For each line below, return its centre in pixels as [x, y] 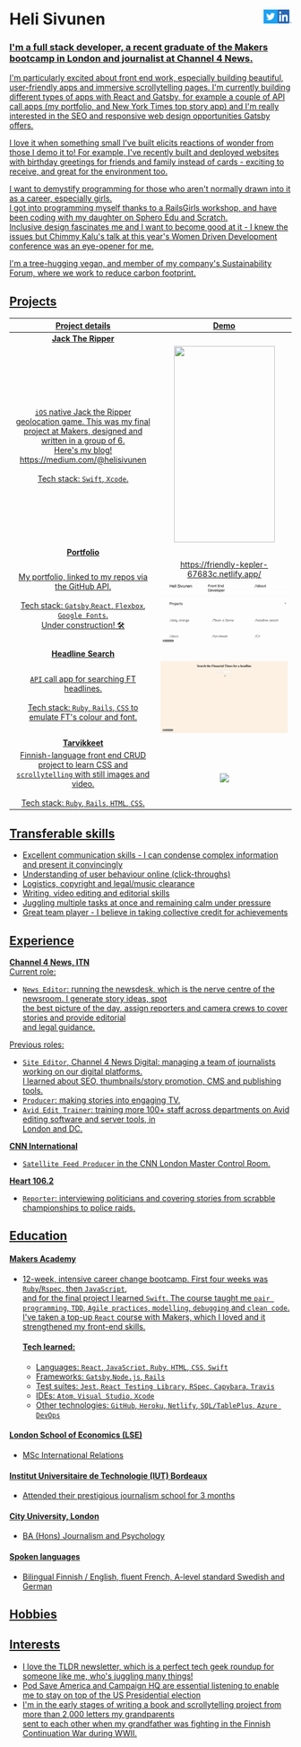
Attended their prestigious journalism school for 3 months [129, 1496]
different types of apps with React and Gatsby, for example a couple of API [147, 97]
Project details [83, 325]
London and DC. [52, 1129]
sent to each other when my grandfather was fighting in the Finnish [146, 1724]
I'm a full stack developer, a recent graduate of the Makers [139, 48]
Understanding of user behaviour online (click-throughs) [126, 874]
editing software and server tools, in [89, 1119]
